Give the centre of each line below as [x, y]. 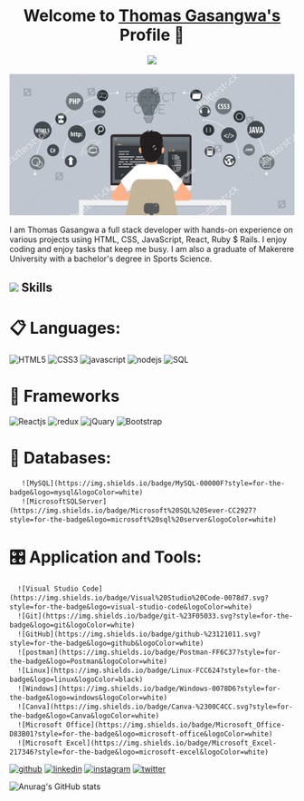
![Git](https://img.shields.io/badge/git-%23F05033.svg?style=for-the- [156, 616]
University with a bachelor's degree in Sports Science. [111, 259]
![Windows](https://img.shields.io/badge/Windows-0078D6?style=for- [149, 689]
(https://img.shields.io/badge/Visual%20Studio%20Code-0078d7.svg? [139, 598]
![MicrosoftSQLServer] [64, 501]
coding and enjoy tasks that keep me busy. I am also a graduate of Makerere [152, 249]
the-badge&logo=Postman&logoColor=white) [89, 661]
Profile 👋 [152, 35]
